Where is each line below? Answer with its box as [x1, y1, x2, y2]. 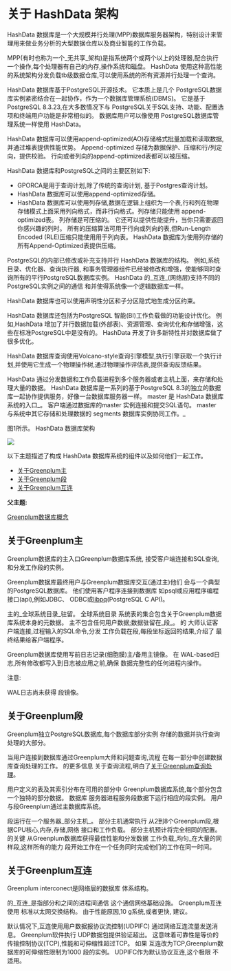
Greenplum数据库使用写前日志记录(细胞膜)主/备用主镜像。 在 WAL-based [7, 650, 214, 658]
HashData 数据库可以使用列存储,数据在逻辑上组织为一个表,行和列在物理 [16, 198, 219, 207]
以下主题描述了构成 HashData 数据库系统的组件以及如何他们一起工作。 [7, 451, 208, 460]
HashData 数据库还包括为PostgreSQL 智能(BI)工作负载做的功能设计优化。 [7, 311, 214, 319]
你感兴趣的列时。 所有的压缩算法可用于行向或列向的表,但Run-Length [16, 224, 211, 232]
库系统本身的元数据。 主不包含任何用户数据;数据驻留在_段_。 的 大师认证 [7, 618, 212, 626]
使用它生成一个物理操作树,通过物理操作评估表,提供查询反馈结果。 [21, 360, 206, 369]
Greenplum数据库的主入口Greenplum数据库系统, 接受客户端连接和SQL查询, [7, 554, 219, 562]
